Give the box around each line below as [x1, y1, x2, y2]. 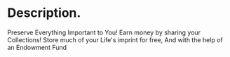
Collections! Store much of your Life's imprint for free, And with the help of [7, 35, 223, 44]
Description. [7, 5, 81, 21]
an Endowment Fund [7, 43, 67, 51]
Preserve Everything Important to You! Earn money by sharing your [7, 28, 201, 37]
